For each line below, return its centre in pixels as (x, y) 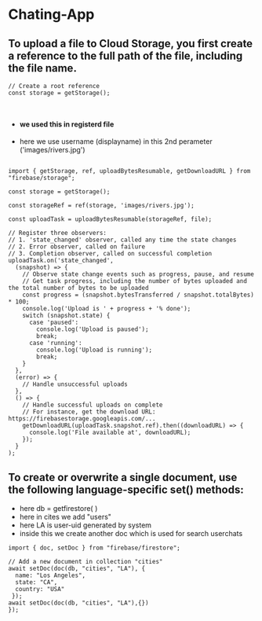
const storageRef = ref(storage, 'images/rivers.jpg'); (101, 206)
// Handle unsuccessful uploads (75, 384)
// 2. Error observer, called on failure (77, 247)
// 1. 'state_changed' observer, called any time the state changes (122, 240)
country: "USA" (40, 590)
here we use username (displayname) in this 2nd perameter (116, 141)
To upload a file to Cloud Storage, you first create (131, 44)
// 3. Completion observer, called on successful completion (110, 254)
